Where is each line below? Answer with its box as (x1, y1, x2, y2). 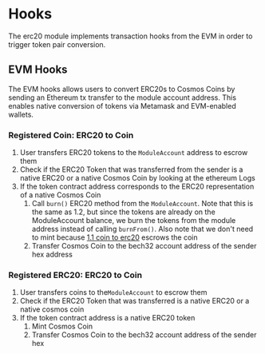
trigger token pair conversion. (8, 39, 106, 49)
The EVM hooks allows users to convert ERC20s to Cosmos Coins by (8, 84, 235, 93)
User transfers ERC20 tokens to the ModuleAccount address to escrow (19, 148, 248, 157)
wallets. (8, 109, 34, 119)
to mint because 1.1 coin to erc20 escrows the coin (31, 233, 198, 242)
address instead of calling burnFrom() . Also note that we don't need (31, 225, 254, 234)
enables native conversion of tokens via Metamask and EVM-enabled (8, 101, 237, 110)
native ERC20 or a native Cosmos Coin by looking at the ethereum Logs (19, 173, 255, 183)
